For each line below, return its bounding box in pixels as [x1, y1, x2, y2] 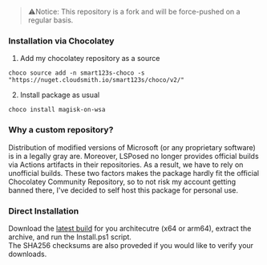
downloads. [8, 249, 47, 259]
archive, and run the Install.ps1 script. [8, 232, 132, 242]
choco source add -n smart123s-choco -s [8, 69, 146, 77]
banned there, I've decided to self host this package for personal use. [8, 185, 239, 195]
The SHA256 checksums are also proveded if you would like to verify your [8, 240, 254, 250]
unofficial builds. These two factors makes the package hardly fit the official [8, 168, 259, 177]
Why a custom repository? [8, 124, 114, 136]
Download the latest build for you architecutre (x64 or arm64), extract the [8, 223, 252, 233]
